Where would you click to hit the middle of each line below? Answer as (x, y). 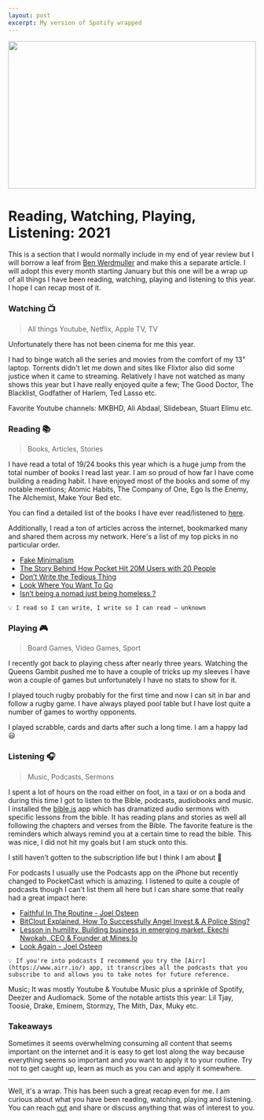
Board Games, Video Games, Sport (84, 648)
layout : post (29, 15)
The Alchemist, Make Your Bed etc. (65, 498)
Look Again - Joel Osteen (61, 946)
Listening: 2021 (60, 232)
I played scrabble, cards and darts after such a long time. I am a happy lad (128, 728)
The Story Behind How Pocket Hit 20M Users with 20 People (117, 569)
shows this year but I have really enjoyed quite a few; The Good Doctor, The (131, 384)
